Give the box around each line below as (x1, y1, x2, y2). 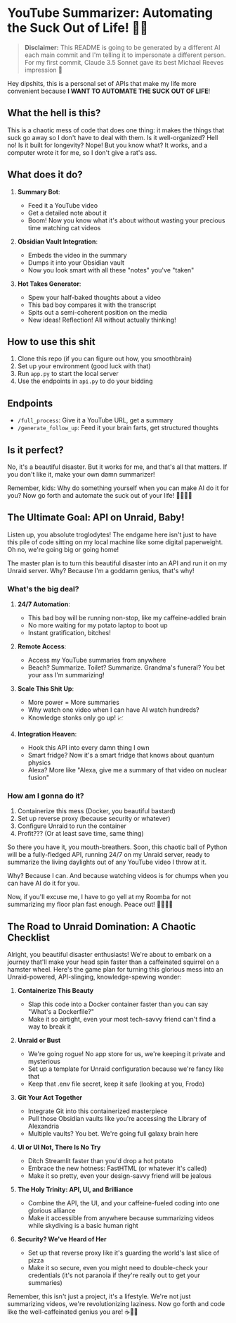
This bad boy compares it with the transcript (27, 301, 157, 309)
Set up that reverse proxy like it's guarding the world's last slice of (27, 1248, 220, 1258)
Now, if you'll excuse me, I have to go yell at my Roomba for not (7, 893, 191, 901)
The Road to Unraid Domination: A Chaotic (7, 920, 197, 932)
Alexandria (27, 1122, 60, 1131)
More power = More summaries (27, 698, 119, 707)
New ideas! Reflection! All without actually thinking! (27, 315, 177, 324)
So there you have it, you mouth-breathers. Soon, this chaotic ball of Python (7, 843, 228, 851)
